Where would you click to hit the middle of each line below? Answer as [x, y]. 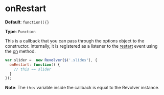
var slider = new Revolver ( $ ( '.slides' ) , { [51, 60]
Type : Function [20, 31]
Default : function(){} [27, 22]
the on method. [20, 51]
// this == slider [33, 69]
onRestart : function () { [35, 65]
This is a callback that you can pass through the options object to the [75, 41]
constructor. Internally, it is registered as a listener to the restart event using [81, 46]
